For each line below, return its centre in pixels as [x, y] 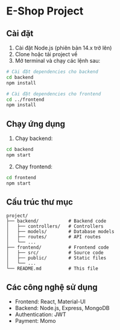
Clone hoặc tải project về [46, 54]
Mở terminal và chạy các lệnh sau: [58, 61]
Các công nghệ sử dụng [52, 287]
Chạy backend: [34, 138]
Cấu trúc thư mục [40, 202]
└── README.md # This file [52, 269]
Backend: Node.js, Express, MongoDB [62, 308]
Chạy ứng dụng [36, 124]
